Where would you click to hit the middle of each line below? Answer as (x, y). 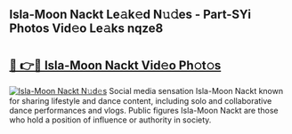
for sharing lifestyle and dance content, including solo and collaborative (141, 101)
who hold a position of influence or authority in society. (110, 120)
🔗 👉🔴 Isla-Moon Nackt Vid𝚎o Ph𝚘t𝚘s (115, 65)
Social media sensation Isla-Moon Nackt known (196, 91)
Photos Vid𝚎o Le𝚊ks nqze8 (86, 29)
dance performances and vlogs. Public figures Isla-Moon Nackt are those (144, 110)
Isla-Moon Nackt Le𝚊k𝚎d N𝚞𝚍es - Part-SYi (130, 15)
